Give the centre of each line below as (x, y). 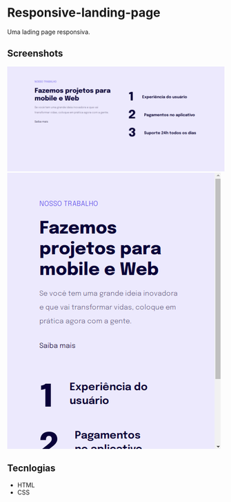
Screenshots (35, 54)
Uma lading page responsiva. (49, 32)
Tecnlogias (31, 469)
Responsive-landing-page (84, 13)
